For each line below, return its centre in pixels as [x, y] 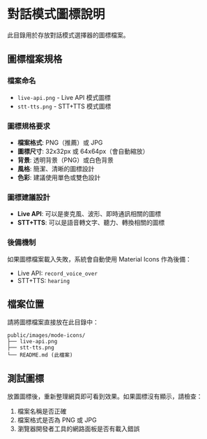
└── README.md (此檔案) [40, 355]
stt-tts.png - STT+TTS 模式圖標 [64, 106]
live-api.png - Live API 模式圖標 [64, 97]
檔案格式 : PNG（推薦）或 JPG [60, 142]
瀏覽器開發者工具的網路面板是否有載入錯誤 [78, 429]
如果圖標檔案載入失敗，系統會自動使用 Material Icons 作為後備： [99, 259]
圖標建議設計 [29, 197]
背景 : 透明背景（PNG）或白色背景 [65, 160]
